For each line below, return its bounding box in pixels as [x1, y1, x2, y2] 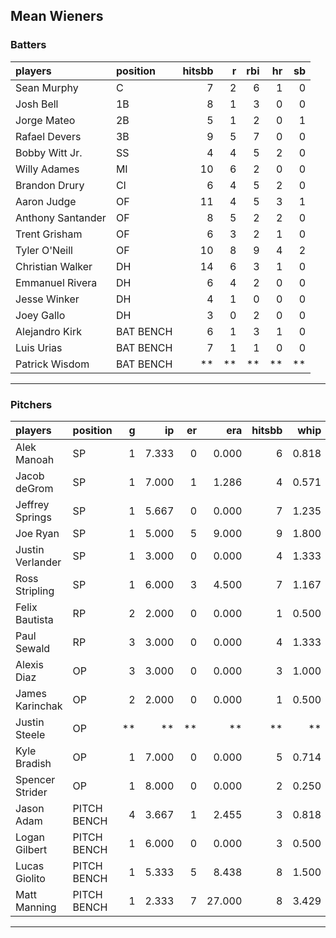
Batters [10, 38, 47, 52]
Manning [15, 900, 57, 914]
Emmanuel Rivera [15, 275, 98, 289]
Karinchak [15, 699, 63, 713]
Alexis [15, 657, 44, 671]
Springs [15, 510, 52, 524]
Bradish [15, 756, 52, 770]
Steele [15, 727, 46, 741]
